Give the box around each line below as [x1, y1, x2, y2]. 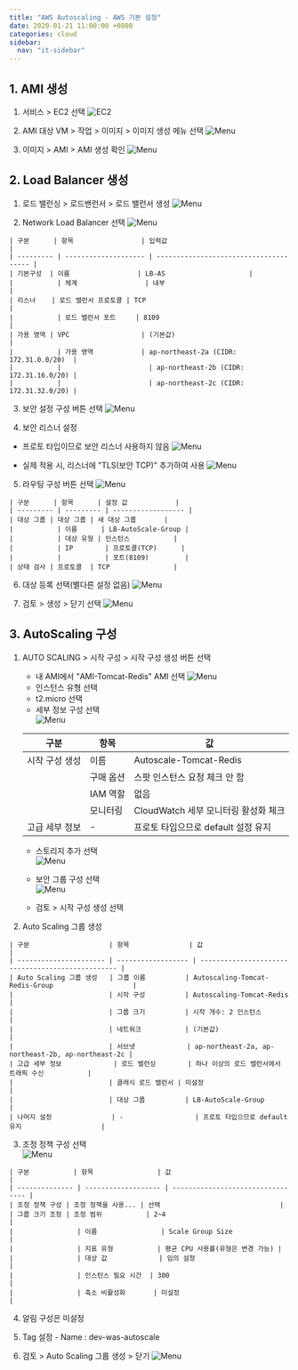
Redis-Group [9, 981, 53, 989]
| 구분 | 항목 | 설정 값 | [9, 498, 180, 507]
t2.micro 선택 [35, 693, 83, 703]
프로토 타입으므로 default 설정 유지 [133, 821, 271, 833]
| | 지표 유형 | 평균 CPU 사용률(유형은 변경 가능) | [9, 1244, 283, 1254]
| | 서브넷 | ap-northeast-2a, [9, 1042, 260, 1051]
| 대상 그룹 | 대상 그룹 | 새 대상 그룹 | [9, 515, 169, 525]
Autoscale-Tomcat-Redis [133, 753, 242, 765]
